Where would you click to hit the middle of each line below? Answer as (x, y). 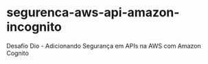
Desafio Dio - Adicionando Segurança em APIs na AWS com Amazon (104, 46)
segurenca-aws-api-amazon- (93, 13)
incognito (34, 27)
